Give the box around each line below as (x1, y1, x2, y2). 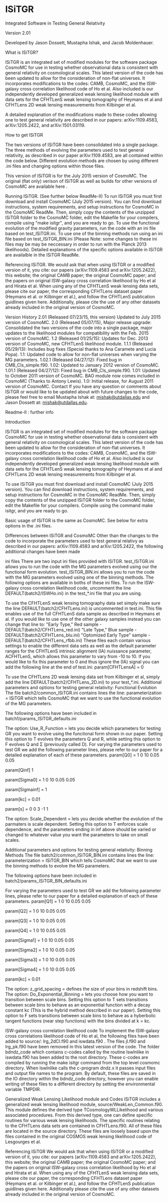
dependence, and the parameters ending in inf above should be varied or (5, 826, 156, 832)
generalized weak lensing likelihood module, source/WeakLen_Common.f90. (5, 1101, 163, 1107)
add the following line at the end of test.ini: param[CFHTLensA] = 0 (5, 664, 144, 670)
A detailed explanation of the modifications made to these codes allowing (5, 112, 157, 118)
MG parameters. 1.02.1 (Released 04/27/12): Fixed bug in (5, 357, 122, 363)
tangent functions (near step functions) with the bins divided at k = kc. (5, 1018, 151, 1024)
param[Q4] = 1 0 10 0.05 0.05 (5, 927, 66, 933)
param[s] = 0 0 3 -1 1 (5, 806, 49, 812)
